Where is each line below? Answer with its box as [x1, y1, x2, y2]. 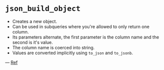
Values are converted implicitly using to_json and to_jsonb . [12, 50, 133, 56]
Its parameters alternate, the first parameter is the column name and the [12, 34, 160, 40]
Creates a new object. [12, 18, 57, 24]
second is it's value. [12, 39, 53, 45]
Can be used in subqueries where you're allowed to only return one [12, 24, 150, 30]
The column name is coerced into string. [12, 44, 95, 50]
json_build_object [5, 4, 81, 13]
